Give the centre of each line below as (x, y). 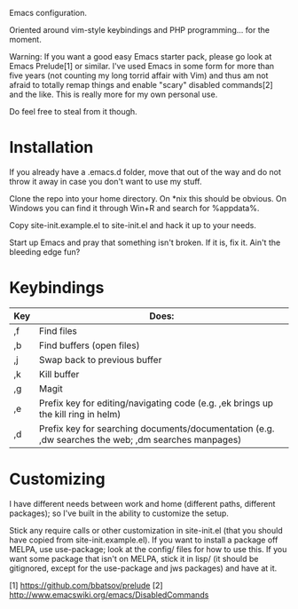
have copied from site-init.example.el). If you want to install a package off (144, 540)
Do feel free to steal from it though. (73, 111)
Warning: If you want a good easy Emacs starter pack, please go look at (141, 56)
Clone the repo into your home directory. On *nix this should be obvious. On (148, 198)
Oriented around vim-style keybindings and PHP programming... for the (140, 30)
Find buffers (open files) (89, 345)
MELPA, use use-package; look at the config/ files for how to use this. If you (148, 549)
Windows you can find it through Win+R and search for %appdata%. (134, 208)
